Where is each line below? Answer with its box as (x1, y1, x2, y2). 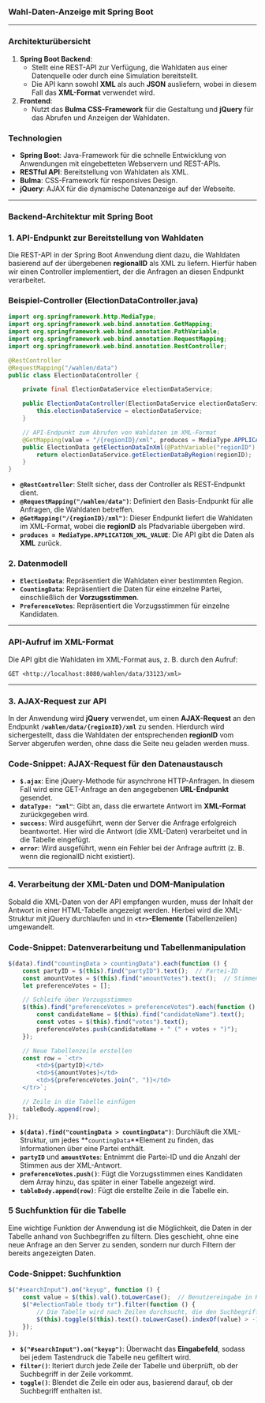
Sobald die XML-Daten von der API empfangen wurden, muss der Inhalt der (8, 897, 254, 906)
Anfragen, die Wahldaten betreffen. (19, 505, 135, 515)
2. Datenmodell (8, 558, 69, 569)
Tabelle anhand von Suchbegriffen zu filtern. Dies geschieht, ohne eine (8, 1231, 239, 1241)
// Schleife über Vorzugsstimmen (22, 996, 132, 1004)
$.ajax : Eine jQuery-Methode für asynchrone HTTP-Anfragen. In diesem (19, 776, 255, 786)
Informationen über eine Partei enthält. (19, 1143, 146, 1153)
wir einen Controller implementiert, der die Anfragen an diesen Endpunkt (8, 267, 244, 276)
